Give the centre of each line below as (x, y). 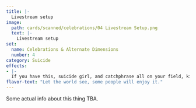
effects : (17, 66)
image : (14, 22)
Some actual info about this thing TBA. (52, 99)
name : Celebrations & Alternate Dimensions (65, 50)
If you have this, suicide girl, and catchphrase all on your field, (97, 76)
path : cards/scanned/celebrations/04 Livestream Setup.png (85, 28)
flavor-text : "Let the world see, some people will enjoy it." (85, 82)
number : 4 (23, 55)
